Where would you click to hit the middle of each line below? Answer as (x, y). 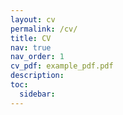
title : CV (31, 38)
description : (37, 76)
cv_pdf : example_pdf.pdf (62, 66)
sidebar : (37, 94)
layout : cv (33, 19)
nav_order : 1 (37, 57)
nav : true (31, 47)
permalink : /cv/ (44, 29)
